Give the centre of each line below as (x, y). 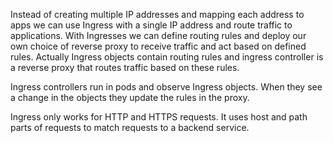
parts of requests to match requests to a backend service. (130, 127)
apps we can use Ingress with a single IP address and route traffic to (151, 25)
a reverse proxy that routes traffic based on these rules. (125, 67)
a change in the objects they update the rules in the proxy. (130, 97)
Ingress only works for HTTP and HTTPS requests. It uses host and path (159, 117)
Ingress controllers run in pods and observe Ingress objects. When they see (166, 87)
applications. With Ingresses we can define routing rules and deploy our (158, 35)
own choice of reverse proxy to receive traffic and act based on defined (158, 46)
